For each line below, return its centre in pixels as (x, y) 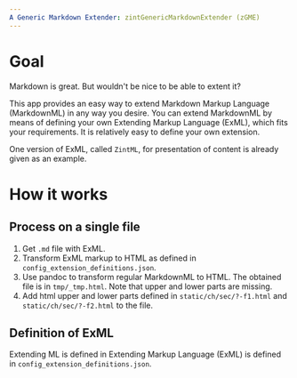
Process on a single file (75, 227)
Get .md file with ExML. (64, 248)
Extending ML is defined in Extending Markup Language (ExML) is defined (145, 354)
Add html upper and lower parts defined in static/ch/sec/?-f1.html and (154, 295)
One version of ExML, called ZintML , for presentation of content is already (144, 149)
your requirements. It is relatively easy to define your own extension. (135, 132)
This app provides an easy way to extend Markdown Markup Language (140, 103)
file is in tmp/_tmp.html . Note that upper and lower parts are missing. (147, 286)
